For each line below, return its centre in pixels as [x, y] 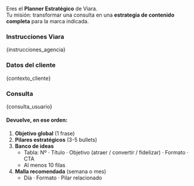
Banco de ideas [34, 146]
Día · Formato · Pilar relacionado [63, 178]
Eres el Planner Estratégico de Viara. [52, 9]
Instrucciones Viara [35, 36]
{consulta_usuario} [29, 106]
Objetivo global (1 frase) [45, 134]
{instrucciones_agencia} [36, 49]
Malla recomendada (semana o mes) [60, 172]
